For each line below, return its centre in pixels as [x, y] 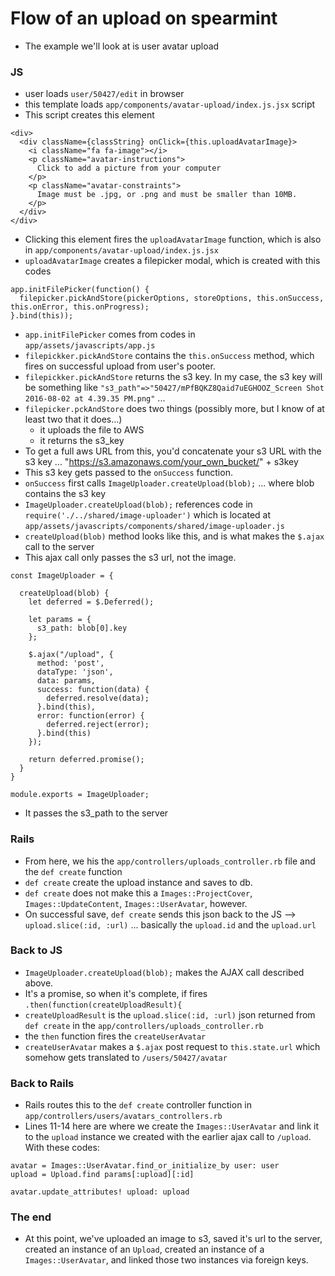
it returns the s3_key [82, 441]
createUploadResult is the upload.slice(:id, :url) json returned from [170, 1014]
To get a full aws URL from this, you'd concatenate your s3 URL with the [173, 451]
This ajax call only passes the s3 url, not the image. [130, 558]
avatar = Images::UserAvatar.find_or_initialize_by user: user [145, 1166]
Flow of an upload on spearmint [144, 18]
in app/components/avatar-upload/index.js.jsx [121, 250]
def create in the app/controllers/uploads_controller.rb [144, 1025]
